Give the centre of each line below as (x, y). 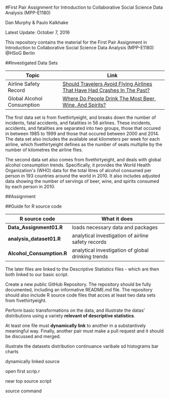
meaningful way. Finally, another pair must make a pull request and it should (84, 331)
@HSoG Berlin (20, 53)
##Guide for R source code (34, 206)
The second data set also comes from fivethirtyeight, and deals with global (83, 160)
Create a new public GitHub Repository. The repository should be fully (78, 284)
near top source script (28, 381)
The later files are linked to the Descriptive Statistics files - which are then (82, 269)
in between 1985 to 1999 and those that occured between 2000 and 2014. (82, 134)
